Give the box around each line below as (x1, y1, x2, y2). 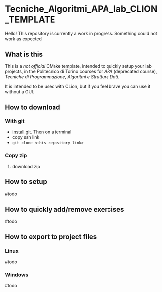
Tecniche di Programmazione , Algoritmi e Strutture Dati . (5, 73, 120, 80)
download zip (12, 163, 41, 169)
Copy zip (5, 152, 27, 159)
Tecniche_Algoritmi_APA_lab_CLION (5, 3, 158, 15)
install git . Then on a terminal (12, 129, 72, 135)
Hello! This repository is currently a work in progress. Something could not (5, 30, 157, 36)
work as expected (5, 36, 42, 42)
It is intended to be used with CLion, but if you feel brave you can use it (5, 83, 151, 89)
